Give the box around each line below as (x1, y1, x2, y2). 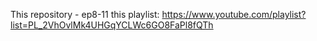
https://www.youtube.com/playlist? (161, 9, 307, 20)
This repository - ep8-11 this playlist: (10, 9, 160, 20)
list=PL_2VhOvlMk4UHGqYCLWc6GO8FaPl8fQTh (10, 19, 214, 31)
